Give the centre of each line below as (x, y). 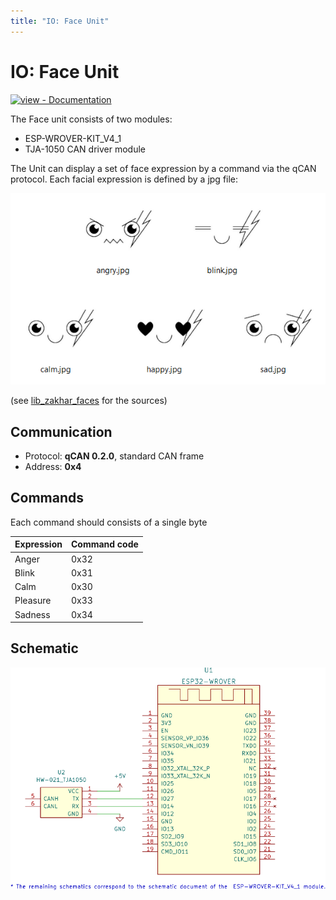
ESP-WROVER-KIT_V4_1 (73, 138)
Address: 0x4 (53, 467)
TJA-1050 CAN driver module (85, 149)
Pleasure (33, 601)
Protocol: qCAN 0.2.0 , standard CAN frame (114, 456)
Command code (104, 544)
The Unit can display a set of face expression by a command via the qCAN (163, 168)
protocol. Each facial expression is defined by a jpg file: (124, 179)
